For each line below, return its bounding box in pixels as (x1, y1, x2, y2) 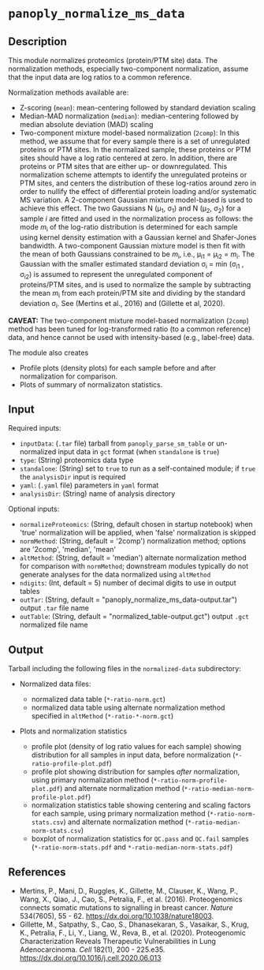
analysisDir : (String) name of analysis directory (19, 489, 176, 498)
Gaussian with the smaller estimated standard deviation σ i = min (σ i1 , (19, 259, 244, 270)
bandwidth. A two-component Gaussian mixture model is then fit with (19, 241, 246, 250)
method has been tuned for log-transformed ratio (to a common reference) (8, 324, 251, 334)
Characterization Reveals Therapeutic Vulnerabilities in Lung (19, 937, 217, 946)
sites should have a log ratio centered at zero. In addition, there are (19, 153, 238, 162)
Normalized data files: (19, 679, 91, 688)
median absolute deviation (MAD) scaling (19, 120, 154, 129)
